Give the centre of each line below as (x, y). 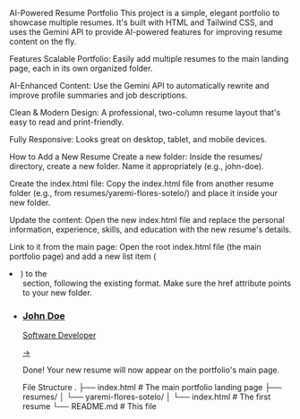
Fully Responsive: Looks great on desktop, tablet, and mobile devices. (138, 139)
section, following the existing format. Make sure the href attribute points (157, 283)
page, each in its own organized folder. (81, 68)
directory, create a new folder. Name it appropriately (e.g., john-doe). (137, 166)
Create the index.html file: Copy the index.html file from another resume (142, 184)
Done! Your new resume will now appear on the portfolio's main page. (151, 370)
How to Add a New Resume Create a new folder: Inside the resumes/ (136, 157)
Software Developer (59, 336)
